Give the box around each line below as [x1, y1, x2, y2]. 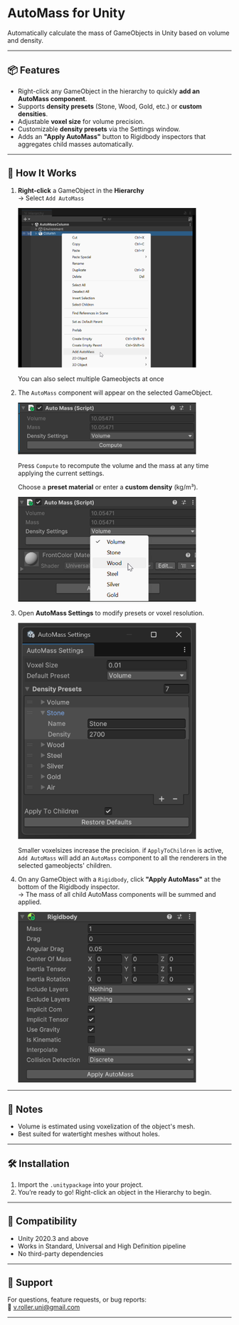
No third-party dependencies [17, 1249, 104, 1258]
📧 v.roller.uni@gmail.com [7, 1303, 80, 1311]
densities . [17, 109, 48, 118]
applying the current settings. [17, 469, 105, 478]
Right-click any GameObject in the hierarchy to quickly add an [17, 87, 201, 95]
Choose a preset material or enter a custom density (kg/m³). [17, 483, 198, 492]
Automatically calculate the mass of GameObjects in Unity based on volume [7, 28, 230, 37]
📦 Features [7, 64, 60, 76]
